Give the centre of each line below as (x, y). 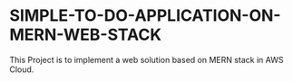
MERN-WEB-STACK (85, 35)
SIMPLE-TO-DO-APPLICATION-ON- (145, 16)
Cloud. (22, 69)
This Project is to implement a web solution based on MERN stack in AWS (146, 59)
